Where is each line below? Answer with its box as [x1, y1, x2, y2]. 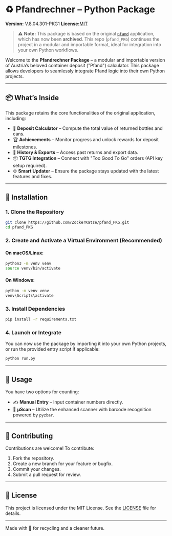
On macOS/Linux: [5, 250, 44, 256]
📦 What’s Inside [5, 93, 59, 102]
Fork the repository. [12, 455, 55, 461]
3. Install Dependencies [5, 305, 66, 312]
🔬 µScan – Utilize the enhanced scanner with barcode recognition [12, 407, 152, 413]
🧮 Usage [5, 375, 32, 384]
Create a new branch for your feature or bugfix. [12, 461, 113, 467]
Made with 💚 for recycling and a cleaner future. [5, 525, 105, 531]
